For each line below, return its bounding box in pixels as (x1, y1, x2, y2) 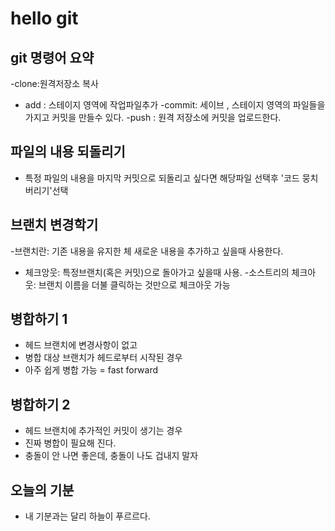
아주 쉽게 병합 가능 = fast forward (24, 364, 158, 376)
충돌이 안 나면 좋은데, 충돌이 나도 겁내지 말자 (24, 450, 199, 462)
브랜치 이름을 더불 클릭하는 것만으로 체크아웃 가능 (38, 278, 231, 291)
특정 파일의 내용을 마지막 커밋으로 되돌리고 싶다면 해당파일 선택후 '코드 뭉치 (24, 172, 319, 184)
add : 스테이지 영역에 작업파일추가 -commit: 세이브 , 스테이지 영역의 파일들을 (24, 99, 326, 111)
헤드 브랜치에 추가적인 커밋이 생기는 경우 (24, 425, 183, 437)
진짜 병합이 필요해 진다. (24, 437, 117, 449)
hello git (10, 7, 79, 30)
